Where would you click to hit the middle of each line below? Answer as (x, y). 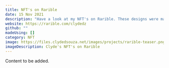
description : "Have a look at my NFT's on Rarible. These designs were (82, 19)
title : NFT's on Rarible (31, 10)
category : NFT (20, 38)
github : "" (17, 28)
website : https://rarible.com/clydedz (46, 24)
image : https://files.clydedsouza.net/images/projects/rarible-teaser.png (85, 42)
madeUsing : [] (20, 33)
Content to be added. (27, 61)
